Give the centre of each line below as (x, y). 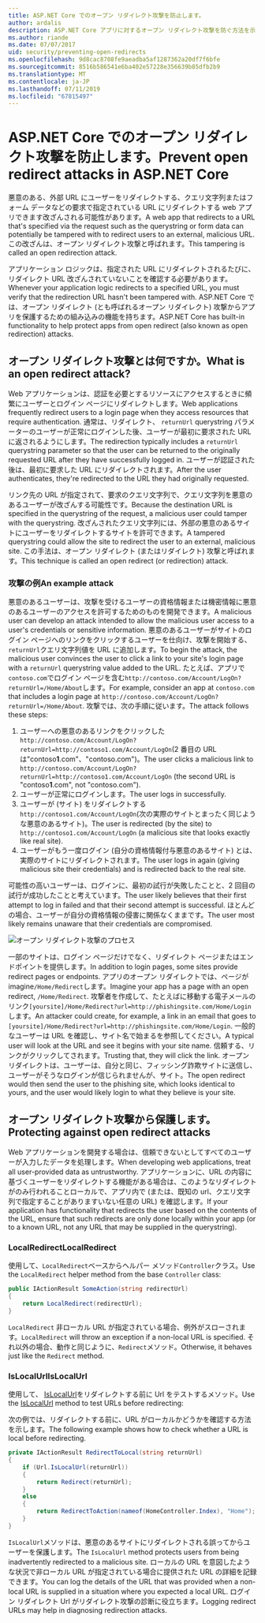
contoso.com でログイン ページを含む (67, 678)
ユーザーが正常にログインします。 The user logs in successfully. (123, 795)
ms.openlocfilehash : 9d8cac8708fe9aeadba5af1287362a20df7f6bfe (114, 60)
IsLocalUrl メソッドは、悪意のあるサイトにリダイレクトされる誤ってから (126, 1542)
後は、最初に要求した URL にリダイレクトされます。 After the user (115, 469)
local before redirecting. (47, 1438)
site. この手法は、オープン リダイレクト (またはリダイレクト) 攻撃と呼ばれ (128, 551)
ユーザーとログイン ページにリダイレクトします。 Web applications (130, 404)
